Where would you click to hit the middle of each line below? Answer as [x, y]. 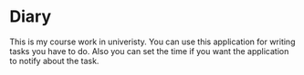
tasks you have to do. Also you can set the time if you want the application [149, 51]
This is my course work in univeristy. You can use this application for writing [152, 42]
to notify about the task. [54, 61]
